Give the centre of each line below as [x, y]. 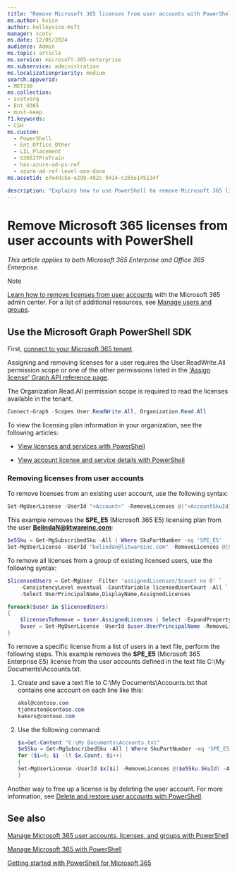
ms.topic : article [34, 54]
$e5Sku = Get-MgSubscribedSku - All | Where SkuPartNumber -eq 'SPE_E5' [115, 540]
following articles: [33, 432]
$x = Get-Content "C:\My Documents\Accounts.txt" [89, 742]
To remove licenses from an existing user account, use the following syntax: [118, 494]
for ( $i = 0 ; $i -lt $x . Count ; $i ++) [70, 755]
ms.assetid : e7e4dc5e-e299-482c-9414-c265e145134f [83, 178]
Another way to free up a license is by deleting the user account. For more [115, 789]
